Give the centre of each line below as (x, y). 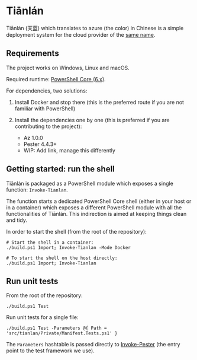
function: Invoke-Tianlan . (37, 189)
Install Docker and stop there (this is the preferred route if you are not (99, 102)
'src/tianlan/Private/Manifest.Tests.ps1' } (62, 333)
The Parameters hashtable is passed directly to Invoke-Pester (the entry (93, 345)
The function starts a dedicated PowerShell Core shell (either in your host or (99, 201)
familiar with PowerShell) (45, 109)
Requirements (33, 54)
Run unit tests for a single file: (42, 317)
